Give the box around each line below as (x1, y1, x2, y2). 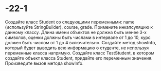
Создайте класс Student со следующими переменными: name (5, 19, 135, 25)
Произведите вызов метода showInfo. (5, 60, 84, 66)
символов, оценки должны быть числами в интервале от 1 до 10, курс (5, 35, 151, 40)
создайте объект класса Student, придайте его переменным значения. (5, 55, 153, 61)
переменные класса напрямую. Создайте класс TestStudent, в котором (5, 50, 155, 56)
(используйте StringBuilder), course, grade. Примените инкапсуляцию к (5, 24, 153, 30)
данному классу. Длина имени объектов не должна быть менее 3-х (5, 29, 147, 35)
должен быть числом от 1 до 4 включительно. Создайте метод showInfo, (5, 39, 157, 45)
